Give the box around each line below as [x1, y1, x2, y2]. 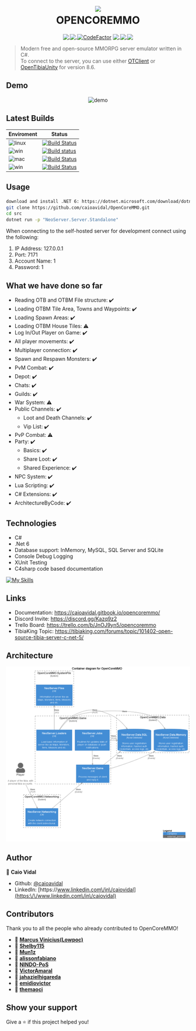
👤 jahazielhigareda [14, 973, 61, 980]
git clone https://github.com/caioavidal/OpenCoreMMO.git [6, 205, 150, 211]
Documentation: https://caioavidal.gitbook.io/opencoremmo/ [14, 609, 160, 616]
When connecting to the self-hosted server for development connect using [6, 227, 187, 235]
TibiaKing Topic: [14, 627, 54, 635]
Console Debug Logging [14, 553, 73, 560]
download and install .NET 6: [6, 198, 80, 204]
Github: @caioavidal [14, 880, 63, 887]
